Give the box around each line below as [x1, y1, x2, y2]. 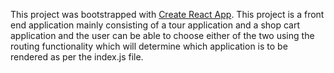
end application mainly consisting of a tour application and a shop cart [10, 19, 301, 31]
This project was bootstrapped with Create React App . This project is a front [10, 9, 325, 20]
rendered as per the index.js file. [10, 51, 144, 63]
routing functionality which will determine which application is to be [10, 40, 288, 52]
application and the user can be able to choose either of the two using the [10, 30, 315, 41]
